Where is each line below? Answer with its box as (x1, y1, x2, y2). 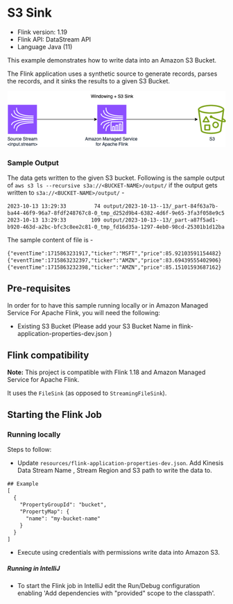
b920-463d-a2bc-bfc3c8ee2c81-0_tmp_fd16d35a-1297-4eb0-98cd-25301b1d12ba (7, 224, 225, 230)
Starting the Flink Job (7, 409, 103, 421)
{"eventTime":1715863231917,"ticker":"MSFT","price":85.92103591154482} (7, 250, 222, 258)
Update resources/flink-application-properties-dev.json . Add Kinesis (17, 459, 224, 467)
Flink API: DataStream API (17, 35, 92, 43)
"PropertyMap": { (19, 508, 70, 515)
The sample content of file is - (7, 236, 94, 244)
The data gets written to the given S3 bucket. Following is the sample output (7, 174, 225, 182)
